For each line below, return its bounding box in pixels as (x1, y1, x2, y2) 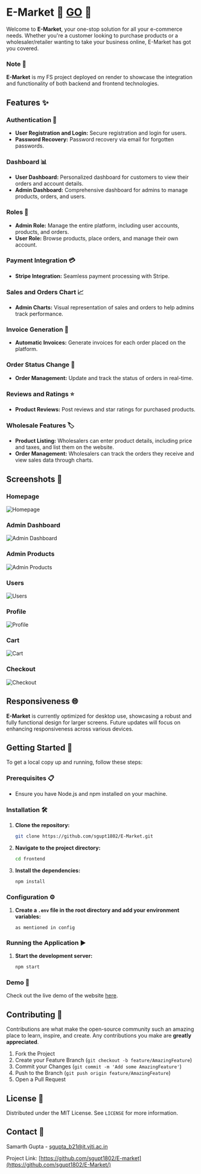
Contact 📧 (6, 1127, 45, 1137)
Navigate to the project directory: (14, 844, 101, 851)
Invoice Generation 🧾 (6, 326, 69, 334)
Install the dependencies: (14, 866, 80, 874)
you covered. (6, 45, 39, 52)
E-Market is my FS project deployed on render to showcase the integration (6, 74, 193, 81)
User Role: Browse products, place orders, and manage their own (14, 234, 179, 242)
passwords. (14, 142, 44, 149)
